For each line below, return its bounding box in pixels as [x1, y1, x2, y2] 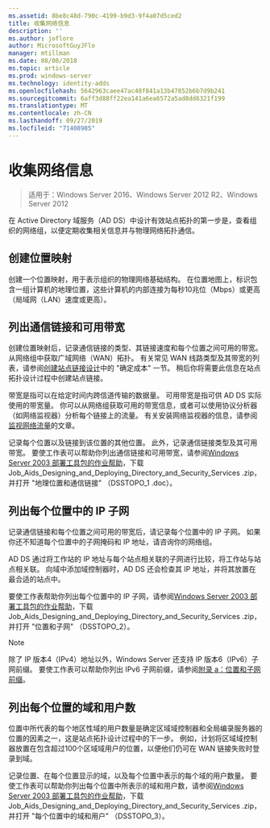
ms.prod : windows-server [8, 72, 92, 80]
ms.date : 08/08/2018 [8, 57, 78, 65]
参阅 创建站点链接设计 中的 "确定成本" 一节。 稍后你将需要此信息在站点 [29, 364, 261, 373]
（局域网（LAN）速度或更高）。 [8, 294, 111, 304]
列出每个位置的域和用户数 [8, 701, 135, 714]
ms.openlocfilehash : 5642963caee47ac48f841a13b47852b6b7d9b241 [8, 86, 226, 95]
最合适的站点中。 [8, 574, 65, 585]
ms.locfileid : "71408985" [8, 124, 95, 132]
